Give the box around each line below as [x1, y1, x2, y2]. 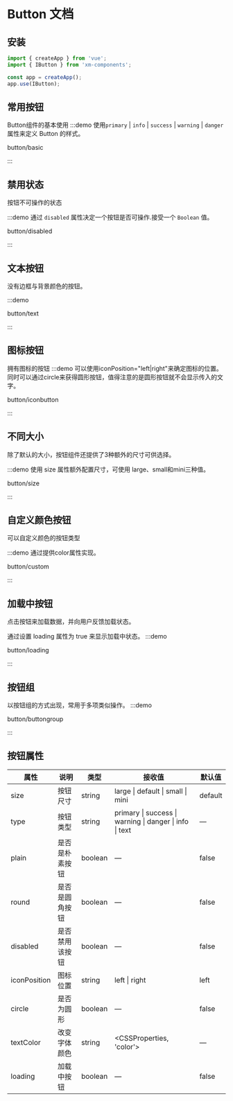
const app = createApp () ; [7, 73, 82, 80]
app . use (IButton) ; [7, 80, 60, 87]
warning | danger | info [114, 816, 189, 826]
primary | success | [114, 808, 178, 817]
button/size [7, 479, 40, 487]
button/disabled [7, 227, 53, 236]
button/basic [7, 144, 44, 152]
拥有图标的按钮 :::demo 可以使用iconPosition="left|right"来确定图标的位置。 [7, 364, 223, 372]
